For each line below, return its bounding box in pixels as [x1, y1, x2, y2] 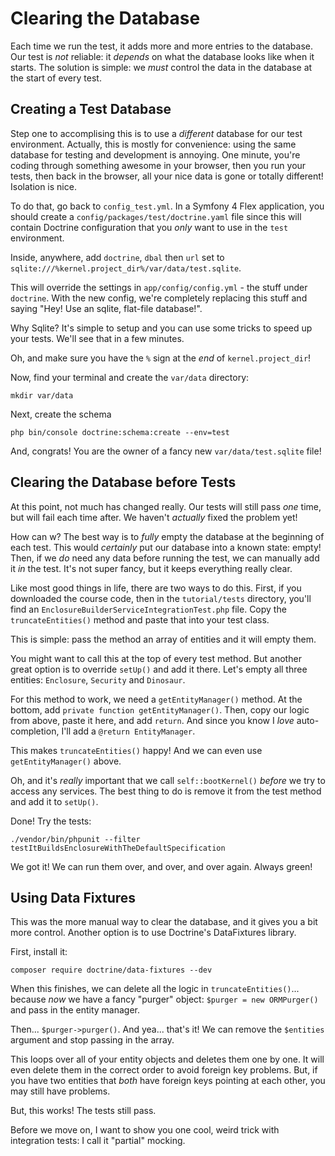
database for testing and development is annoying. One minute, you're [10, 148, 301, 161]
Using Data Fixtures [10, 889, 137, 906]
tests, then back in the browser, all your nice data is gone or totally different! [10, 170, 324, 182]
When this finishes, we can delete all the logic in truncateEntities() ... [10, 983, 300, 995]
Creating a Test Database [10, 101, 172, 118]
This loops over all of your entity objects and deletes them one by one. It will [10, 1053, 325, 1066]
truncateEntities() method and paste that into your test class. [10, 613, 270, 626]
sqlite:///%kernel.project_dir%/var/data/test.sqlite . [10, 262, 242, 274]
